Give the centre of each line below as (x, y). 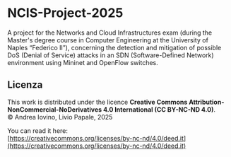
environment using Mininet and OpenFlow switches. (83, 62)
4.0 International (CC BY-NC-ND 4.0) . (159, 109)
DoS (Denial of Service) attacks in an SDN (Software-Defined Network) (111, 55)
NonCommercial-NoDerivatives (55, 109)
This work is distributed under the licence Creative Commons (97, 102)
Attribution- (206, 102)
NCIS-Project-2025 (65, 13)
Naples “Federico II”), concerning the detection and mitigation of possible (114, 47)
